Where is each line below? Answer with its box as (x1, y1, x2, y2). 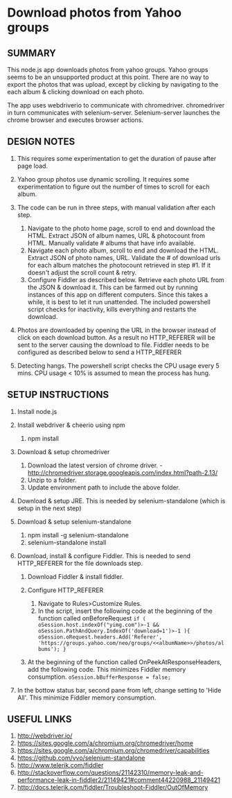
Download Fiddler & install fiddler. (27, 572, 124, 580)
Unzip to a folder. (27, 476, 78, 484)
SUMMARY (7, 47, 57, 59)
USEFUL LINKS (7, 713, 72, 725)
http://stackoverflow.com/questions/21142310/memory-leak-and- (17, 768, 204, 777)
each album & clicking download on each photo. (7, 88, 145, 96)
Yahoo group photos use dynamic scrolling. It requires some (17, 175, 189, 183)
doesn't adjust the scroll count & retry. (27, 268, 137, 277)
